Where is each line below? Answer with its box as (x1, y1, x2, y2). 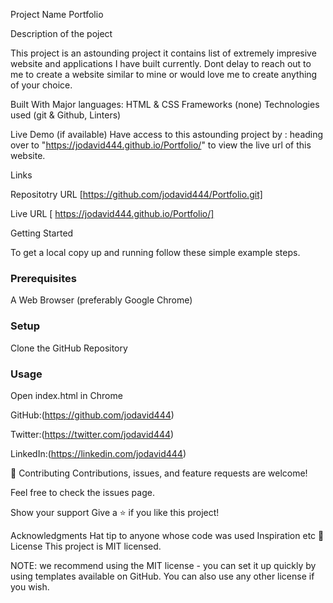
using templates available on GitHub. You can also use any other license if (10, 570, 315, 582)
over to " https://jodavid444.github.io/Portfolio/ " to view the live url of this (10, 139, 312, 151)
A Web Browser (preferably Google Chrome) (10, 294, 193, 306)
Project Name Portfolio (10, 9, 104, 20)
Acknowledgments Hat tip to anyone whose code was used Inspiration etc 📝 (10, 529, 325, 541)
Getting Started (10, 227, 74, 239)
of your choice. (10, 79, 73, 91)
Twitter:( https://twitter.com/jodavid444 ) (10, 428, 175, 440)
